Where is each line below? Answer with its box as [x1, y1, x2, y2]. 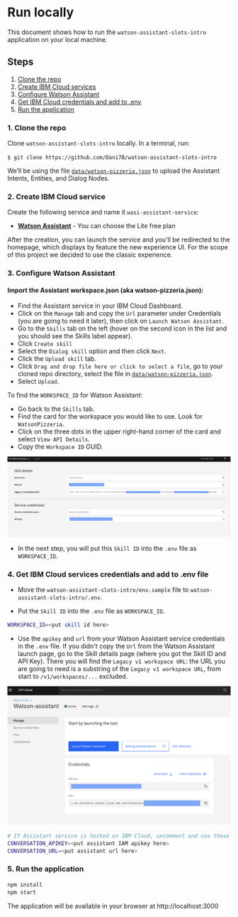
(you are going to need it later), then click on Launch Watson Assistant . [17, 317, 225, 326]
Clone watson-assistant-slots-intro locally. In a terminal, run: [7, 139, 190, 148]
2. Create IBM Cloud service [7, 191, 106, 201]
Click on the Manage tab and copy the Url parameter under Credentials [17, 309, 222, 318]
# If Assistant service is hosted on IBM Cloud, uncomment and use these [7, 832, 230, 840]
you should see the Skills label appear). [17, 332, 132, 340]
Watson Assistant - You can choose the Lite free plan [17, 222, 176, 230]
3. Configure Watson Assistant [7, 268, 115, 278]
